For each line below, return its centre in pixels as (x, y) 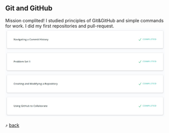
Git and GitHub (29, 8)
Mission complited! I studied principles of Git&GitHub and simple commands (85, 20)
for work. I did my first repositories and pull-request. (60, 26)
